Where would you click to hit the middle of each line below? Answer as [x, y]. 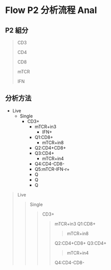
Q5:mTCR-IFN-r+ [52, 169]
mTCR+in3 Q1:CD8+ [75, 223]
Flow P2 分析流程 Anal [51, 10]
